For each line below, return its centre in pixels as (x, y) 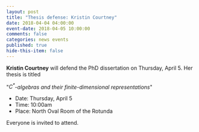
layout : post (23, 12)
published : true (27, 46)
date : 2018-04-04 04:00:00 (40, 23)
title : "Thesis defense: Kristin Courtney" (62, 17)
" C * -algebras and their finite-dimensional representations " (79, 86)
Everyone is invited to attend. (43, 123)
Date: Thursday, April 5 (43, 98)
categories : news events (37, 40)
